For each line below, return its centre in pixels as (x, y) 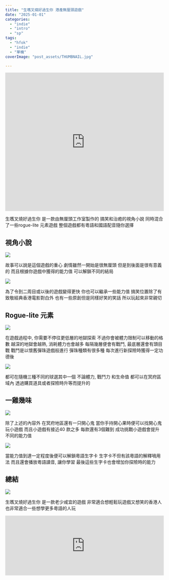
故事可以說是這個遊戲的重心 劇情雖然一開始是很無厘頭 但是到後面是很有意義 (83, 265)
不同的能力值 (18, 436)
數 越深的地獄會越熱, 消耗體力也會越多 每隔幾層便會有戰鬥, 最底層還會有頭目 (84, 344)
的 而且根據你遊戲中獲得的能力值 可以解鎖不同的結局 (59, 271)
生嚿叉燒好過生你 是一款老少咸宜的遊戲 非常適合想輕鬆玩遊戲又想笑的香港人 (83, 502)
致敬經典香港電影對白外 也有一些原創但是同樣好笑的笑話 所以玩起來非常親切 (83, 298)
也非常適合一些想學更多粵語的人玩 (40, 508)
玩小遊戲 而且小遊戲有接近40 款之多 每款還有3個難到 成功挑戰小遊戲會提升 (82, 429)
